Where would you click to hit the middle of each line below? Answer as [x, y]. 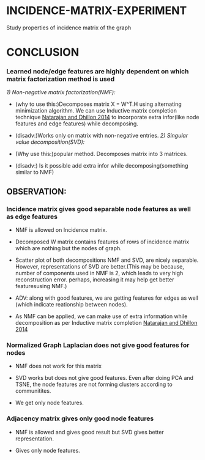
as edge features [32, 217]
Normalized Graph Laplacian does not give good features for [98, 345]
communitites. [33, 391]
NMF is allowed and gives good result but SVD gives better [89, 432]
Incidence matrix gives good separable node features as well [99, 209]
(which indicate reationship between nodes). [71, 305]
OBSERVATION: [36, 191]
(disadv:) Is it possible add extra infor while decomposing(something [102, 166]
